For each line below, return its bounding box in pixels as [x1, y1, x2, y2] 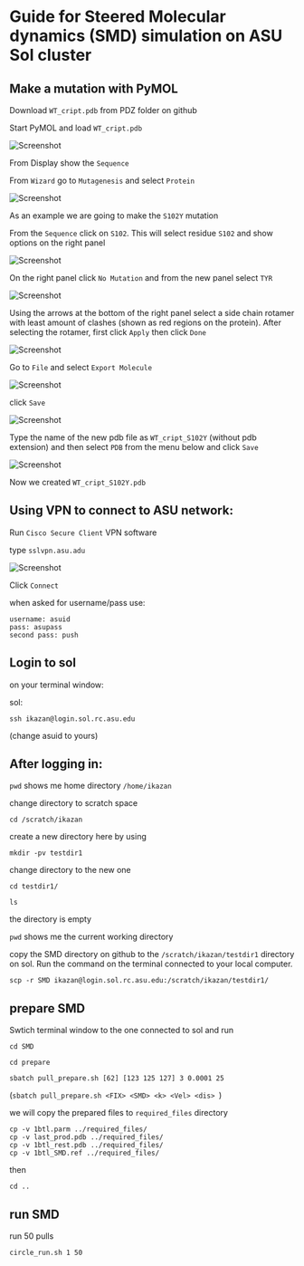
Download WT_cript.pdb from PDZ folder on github [9, 105, 197, 115]
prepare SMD [9, 1001, 86, 1016]
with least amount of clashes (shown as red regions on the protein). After [9, 317, 282, 328]
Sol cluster [9, 45, 92, 65]
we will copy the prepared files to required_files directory [9, 1108, 229, 1118]
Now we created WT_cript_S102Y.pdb [9, 477, 147, 487]
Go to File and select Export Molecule [9, 362, 152, 372]
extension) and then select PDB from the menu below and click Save [9, 442, 260, 452]
